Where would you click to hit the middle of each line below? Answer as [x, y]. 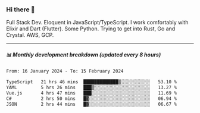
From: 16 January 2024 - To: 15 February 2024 [65, 71]
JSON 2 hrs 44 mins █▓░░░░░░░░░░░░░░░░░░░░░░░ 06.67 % [92, 104]
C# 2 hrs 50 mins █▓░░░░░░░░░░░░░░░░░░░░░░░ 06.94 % [92, 98]
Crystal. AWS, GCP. [30, 35]
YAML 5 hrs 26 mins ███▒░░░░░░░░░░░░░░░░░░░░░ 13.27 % [92, 88]
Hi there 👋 [21, 10]
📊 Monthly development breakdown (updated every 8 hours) [84, 54]
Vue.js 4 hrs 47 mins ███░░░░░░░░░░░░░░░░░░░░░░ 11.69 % [92, 93]
